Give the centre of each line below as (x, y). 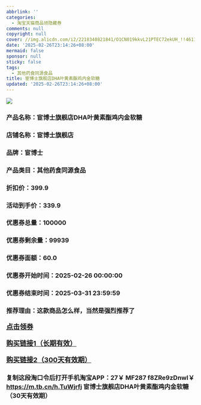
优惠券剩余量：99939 (38, 240)
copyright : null (26, 34)
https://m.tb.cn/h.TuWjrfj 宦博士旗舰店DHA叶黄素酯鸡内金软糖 (98, 386)
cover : (14, 40)
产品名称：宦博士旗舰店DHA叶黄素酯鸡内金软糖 (74, 117)
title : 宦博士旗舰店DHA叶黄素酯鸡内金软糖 (53, 78)
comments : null (25, 28)
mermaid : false (25, 51)
